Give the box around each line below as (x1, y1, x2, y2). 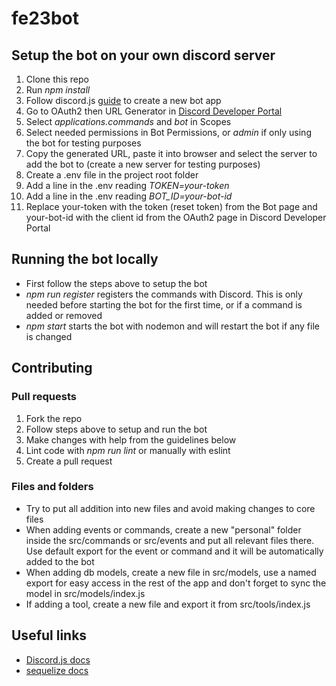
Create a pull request (25, 455, 113, 467)
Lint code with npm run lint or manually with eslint (25, 444, 231, 456)
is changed (25, 330, 73, 342)
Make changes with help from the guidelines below (25, 433, 237, 446)
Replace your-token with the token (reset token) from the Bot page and (25, 201, 318, 212)
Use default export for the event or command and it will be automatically (25, 545, 324, 557)
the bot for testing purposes (25, 137, 142, 149)
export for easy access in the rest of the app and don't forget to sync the (25, 577, 327, 589)
